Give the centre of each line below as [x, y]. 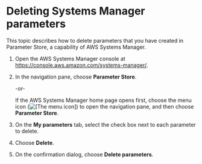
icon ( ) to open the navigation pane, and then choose [104, 106]
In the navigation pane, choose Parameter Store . [76, 77]
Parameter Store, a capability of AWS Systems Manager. [76, 47]
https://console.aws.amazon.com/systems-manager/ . [81, 65]
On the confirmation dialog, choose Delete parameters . [84, 154]
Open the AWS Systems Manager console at [70, 58]
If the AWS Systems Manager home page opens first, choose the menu [103, 100]
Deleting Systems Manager [76, 11]
